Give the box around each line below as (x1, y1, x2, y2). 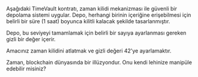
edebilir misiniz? (6, 65, 46, 72)
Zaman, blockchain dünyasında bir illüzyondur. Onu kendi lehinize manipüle (6, 59, 192, 66)
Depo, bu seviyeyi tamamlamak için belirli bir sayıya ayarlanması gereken (6, 29, 187, 36)
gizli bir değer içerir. (6, 36, 56, 42)
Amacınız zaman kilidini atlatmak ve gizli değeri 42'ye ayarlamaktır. (6, 47, 172, 54)
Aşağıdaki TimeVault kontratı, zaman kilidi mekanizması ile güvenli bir (6, 5, 177, 12)
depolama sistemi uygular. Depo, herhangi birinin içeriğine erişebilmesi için (6, 11, 191, 19)
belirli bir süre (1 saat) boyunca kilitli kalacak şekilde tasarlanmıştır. (6, 18, 170, 24)
